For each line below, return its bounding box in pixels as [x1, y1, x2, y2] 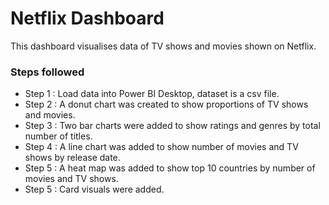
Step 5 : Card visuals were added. [24, 183, 165, 196]
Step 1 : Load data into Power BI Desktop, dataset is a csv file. [24, 88, 280, 100]
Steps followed [10, 65, 85, 79]
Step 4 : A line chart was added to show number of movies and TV [24, 141, 299, 153]
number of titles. [24, 130, 93, 142]
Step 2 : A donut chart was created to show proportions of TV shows [24, 98, 309, 111]
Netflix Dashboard [10, 7, 165, 30]
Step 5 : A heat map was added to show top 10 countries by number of [24, 162, 316, 174]
